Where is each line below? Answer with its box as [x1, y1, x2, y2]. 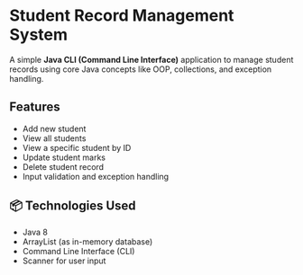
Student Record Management [9, 5, 234, 26]
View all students [22, 132, 87, 144]
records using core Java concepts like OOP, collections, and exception [9, 64, 272, 75]
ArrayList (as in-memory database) [22, 235, 153, 247]
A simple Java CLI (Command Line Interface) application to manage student [9, 54, 294, 65]
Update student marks [22, 152, 106, 163]
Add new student [22, 123, 87, 134]
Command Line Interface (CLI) [22, 245, 135, 256]
